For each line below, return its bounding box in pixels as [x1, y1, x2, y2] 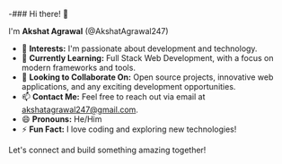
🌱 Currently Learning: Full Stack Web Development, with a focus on [21, 53, 274, 63]
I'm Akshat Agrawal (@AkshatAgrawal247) [8, 26, 169, 36]
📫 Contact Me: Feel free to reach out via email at [21, 91, 206, 102]
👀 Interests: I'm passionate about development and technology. [21, 43, 258, 54]
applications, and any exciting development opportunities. [21, 82, 236, 91]
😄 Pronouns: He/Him [21, 114, 102, 125]
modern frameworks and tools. [21, 63, 137, 73]
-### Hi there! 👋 [8, 9, 69, 19]
